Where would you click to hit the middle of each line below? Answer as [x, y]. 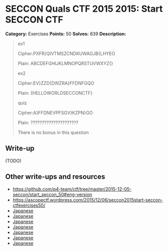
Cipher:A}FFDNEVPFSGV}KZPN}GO [55, 113]
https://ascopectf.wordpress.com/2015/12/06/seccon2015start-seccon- [88, 200]
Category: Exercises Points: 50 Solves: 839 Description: [66, 34]
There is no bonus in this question [53, 132]
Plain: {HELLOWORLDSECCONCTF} [55, 93]
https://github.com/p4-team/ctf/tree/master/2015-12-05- [72, 189]
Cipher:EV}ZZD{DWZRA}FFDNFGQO [56, 83]
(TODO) [13, 160]
